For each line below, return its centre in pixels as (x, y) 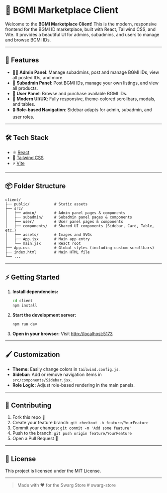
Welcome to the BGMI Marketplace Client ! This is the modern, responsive (81, 24)
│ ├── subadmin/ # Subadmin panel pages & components (69, 217)
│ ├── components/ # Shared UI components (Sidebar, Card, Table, (80, 226)
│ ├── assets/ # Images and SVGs (49, 235)
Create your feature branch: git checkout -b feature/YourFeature (80, 423)
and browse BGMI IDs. (28, 40)
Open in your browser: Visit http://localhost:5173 (62, 333)
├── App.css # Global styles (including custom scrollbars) (80, 248)
